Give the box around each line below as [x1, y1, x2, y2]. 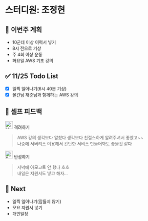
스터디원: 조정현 [5, 4, 65, 16]
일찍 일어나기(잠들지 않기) [12, 199, 62, 204]
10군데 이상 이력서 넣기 [12, 40, 56, 45]
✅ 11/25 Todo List [5, 72, 59, 81]
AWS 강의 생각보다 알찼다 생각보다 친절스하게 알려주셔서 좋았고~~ [17, 134, 144, 140]
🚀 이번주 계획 [5, 25, 42, 34]
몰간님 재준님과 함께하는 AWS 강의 [12, 91, 78, 98]
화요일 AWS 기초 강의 [12, 58, 54, 64]
